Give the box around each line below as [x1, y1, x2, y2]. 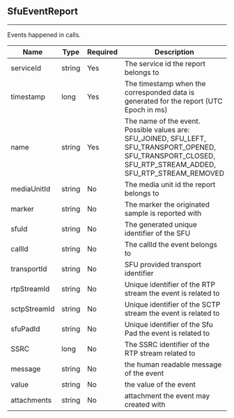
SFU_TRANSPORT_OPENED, [124, 142, 217, 152]
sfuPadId [10, 323, 40, 333]
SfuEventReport [7, 6, 79, 17]
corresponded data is [124, 87, 195, 97]
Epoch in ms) [124, 104, 168, 114]
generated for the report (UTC [124, 96, 223, 106]
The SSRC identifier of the [124, 339, 210, 349]
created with [124, 399, 166, 409]
